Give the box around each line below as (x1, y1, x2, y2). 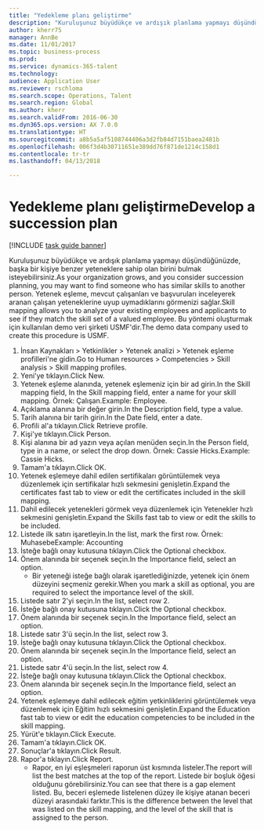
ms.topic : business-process (9, 48, 101, 56)
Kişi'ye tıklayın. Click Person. (20, 429, 112, 439)
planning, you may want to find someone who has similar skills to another (9, 281, 246, 290)
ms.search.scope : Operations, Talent (9, 92, 132, 100)
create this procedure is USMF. (9, 331, 110, 340)
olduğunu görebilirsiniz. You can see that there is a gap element (31, 780, 236, 789)
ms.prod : (9, 56, 38, 64)
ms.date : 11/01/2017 (9, 41, 77, 49)
